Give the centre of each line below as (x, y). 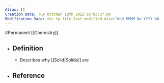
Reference (28, 75)
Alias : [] (15, 10)
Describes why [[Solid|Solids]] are (54, 60)
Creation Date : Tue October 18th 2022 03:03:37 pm (58, 14)
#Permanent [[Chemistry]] (32, 33)
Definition (27, 48)
